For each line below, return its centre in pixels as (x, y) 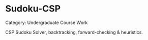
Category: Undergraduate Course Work (47, 22)
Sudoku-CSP (33, 9)
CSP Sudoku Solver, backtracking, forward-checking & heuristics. (74, 32)
